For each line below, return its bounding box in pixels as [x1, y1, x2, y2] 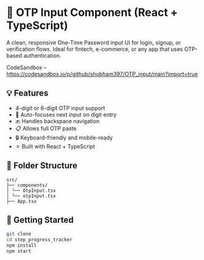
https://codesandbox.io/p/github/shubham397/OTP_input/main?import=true [6, 70, 198, 77]
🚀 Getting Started [6, 215, 74, 225]
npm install [6, 242, 37, 249]
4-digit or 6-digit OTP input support [15, 104, 105, 112]
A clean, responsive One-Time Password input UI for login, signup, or [6, 39, 181, 46]
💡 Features [6, 88, 49, 99]
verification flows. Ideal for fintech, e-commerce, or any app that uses [6, 45, 183, 53]
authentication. [23, 52, 61, 59]
